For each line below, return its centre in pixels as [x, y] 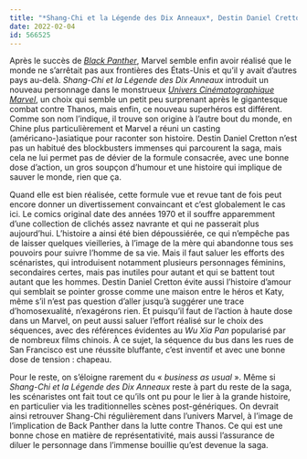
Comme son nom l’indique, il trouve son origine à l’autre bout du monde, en [151, 119]
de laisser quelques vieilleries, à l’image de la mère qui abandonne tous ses [152, 244]
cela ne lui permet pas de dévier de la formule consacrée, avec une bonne [149, 158]
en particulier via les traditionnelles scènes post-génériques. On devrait [144, 406]
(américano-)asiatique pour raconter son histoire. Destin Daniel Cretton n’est [153, 139]
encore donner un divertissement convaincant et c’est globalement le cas [148, 204]
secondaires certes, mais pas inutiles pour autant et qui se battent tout [143, 272]
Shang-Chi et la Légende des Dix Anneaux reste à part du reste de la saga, [151, 387]
